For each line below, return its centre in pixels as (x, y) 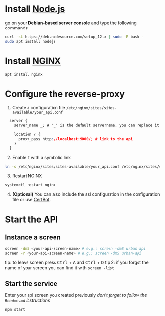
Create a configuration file (39, 108)
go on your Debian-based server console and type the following (71, 23)
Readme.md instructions (27, 300)
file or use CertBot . (31, 200)
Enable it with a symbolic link (41, 157)
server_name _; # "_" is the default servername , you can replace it (87, 126)
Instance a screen (33, 238)
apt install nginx (24, 74)
